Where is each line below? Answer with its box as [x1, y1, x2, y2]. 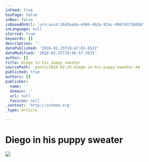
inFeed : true [5, 7, 33, 13]
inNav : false [5, 17, 33, 22]
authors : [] [5, 74, 31, 79]
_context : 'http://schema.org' [5, 103, 72, 108]
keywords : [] [5, 36, 33, 42]
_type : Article [5, 108, 38, 113]
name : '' [10, 84, 29, 89]
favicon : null [10, 98, 40, 103]
